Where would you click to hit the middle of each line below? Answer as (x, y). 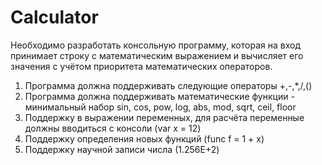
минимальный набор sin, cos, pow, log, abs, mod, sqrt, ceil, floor (160, 107)
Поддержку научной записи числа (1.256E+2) (122, 149)
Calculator (54, 17)
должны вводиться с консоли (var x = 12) (113, 128)
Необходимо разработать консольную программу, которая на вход (155, 45)
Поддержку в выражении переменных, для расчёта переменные (164, 117)
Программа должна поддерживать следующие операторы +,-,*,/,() (168, 85)
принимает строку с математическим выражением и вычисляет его (157, 55)
